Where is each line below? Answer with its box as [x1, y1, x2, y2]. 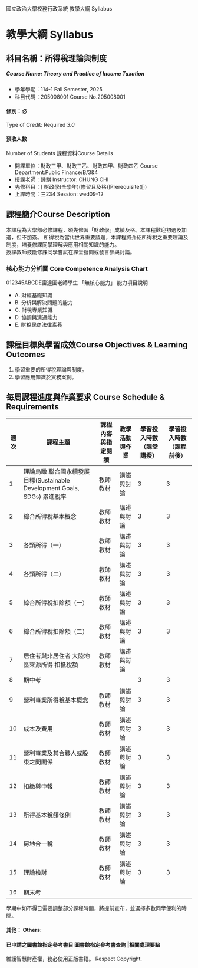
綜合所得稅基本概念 [23, 512, 77, 520]
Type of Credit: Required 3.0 [6, 121, 75, 128]
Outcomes [6, 350, 45, 360]
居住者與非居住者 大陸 [23, 651, 84, 659]
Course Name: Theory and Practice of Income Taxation [6, 70, 145, 77]
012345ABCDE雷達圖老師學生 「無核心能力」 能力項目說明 [6, 279, 148, 286]
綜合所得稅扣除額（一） [23, 598, 88, 606]
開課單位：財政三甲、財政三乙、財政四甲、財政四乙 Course [14, 162, 158, 169]
